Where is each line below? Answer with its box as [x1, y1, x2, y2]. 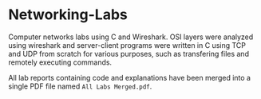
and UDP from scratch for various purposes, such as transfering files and [8, 49, 250, 58]
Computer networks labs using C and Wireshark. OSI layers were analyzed [8, 32, 254, 42]
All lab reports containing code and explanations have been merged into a [8, 73, 251, 82]
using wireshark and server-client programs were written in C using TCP [8, 40, 246, 49]
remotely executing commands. [8, 57, 113, 67]
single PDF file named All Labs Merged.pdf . [8, 81, 152, 91]
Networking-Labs [8, 6, 128, 24]
